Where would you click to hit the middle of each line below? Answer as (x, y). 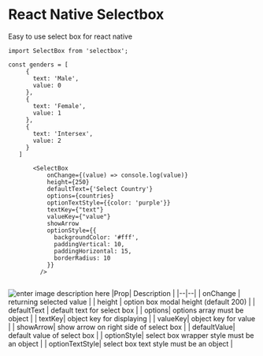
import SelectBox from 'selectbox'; (68, 51)
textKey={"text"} (75, 210)
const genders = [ (38, 65)
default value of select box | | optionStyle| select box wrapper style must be (131, 335)
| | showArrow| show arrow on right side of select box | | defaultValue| (122, 327)
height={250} (68, 182)
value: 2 (47, 141)
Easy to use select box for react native (70, 36)
